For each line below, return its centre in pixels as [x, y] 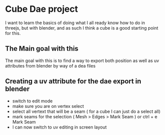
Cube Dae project [41, 9]
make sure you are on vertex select [48, 106]
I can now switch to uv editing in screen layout [60, 127]
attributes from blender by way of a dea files [50, 66]
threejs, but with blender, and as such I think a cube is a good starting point [82, 28]
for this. [13, 33]
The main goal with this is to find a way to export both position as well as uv [82, 61]
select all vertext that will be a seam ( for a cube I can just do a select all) [86, 111]
